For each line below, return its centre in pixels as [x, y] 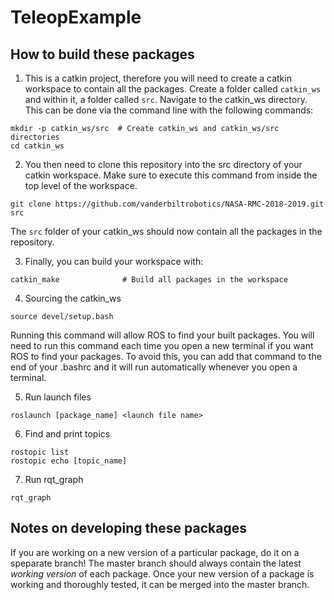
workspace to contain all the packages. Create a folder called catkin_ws [173, 89]
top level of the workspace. [81, 185]
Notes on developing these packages [128, 528]
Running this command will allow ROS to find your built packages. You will [162, 335]
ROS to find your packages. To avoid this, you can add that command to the [166, 356]
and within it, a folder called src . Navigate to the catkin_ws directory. [166, 99]
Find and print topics [67, 434]
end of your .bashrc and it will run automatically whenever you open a [154, 367]
